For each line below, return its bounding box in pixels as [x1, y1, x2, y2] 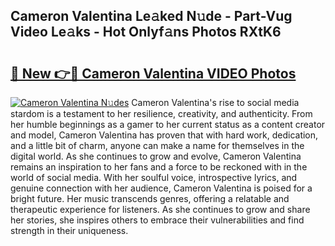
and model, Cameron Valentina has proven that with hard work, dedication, [10, 129, 319, 141]
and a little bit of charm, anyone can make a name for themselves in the [10, 140, 305, 151]
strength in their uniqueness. [10, 225, 129, 236]
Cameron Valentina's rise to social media [131, 97, 300, 108]
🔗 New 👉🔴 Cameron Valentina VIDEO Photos [10, 65, 297, 82]
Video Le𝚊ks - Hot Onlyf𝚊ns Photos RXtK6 [10, 24, 282, 41]
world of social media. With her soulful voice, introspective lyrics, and [10, 172, 298, 183]
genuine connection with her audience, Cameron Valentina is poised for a [10, 182, 313, 194]
